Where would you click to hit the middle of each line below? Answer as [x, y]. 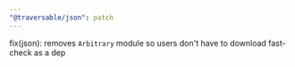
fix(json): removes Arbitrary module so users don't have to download [138, 43]
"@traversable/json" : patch [62, 17]
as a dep [50, 52]
